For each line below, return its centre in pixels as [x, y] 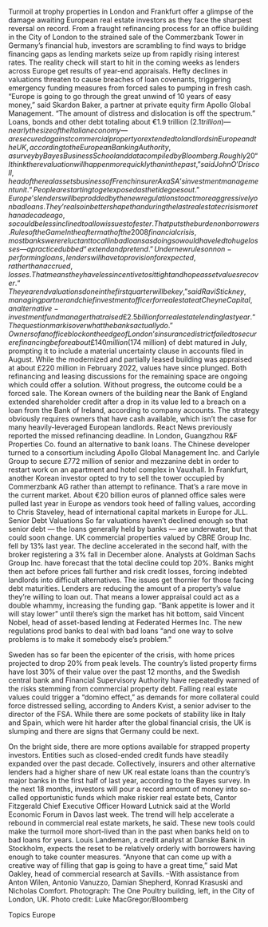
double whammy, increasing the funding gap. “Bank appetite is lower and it [132, 605]
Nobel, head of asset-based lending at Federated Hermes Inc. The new [125, 622]
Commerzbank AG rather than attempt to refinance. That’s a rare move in [128, 487]
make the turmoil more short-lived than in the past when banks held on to [129, 831]
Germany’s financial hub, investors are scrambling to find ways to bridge [127, 46]
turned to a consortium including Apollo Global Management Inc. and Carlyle [134, 453]
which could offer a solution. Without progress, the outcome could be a [125, 385]
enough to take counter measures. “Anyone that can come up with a [120, 857]
